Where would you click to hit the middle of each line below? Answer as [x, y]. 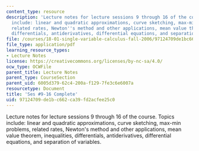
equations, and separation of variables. [54, 142]
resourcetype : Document [36, 89]
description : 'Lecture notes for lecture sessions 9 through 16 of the [96, 17]
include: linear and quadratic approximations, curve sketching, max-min [94, 123]
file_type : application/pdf [41, 45]
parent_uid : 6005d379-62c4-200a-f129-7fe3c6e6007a [70, 83]
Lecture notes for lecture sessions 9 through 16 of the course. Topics [90, 117]
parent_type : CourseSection [41, 78]
